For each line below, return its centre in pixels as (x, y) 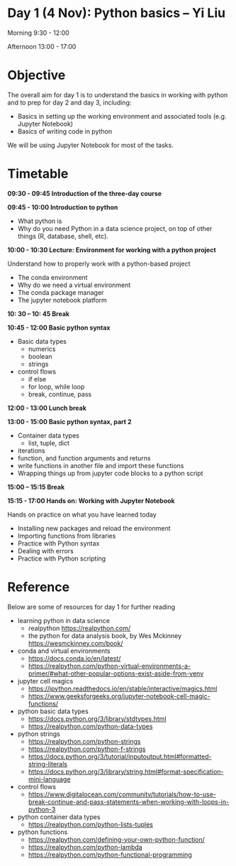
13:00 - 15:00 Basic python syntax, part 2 (70, 421)
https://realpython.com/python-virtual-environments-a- (109, 666)
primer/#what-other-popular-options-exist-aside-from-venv (116, 673)
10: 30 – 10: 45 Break (38, 313)
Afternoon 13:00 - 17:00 (42, 46)
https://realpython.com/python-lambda (85, 847)
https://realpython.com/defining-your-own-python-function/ (117, 839)
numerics (42, 349)
